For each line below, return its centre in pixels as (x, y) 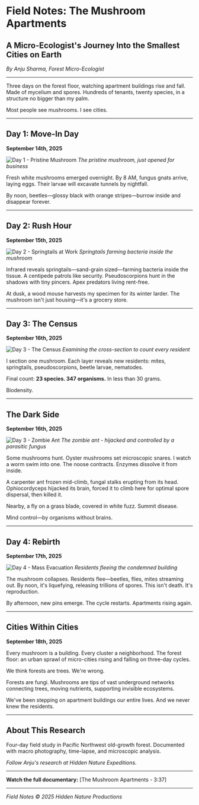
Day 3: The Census (42, 324)
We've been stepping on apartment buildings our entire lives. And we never (98, 700)
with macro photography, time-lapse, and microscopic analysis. (84, 751)
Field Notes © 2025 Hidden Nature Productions (64, 796)
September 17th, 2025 (34, 556)
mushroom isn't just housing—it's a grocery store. (67, 300)
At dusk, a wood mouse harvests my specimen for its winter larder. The (93, 293)
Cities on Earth (34, 54)
